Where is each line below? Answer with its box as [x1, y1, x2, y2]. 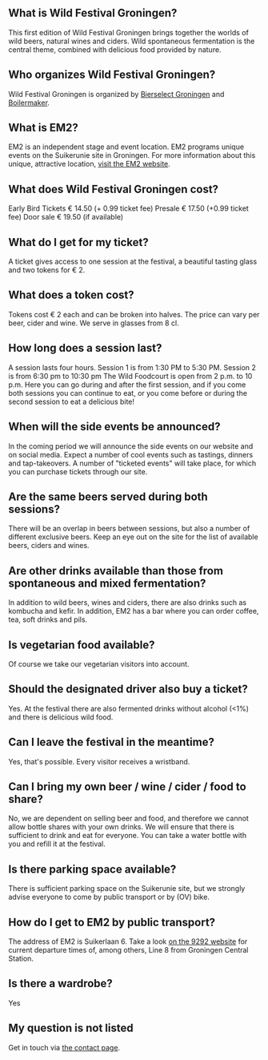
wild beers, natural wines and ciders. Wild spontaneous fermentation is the [8, 36, 255, 46]
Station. [8, 953, 34, 963]
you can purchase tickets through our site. [8, 466, 148, 476]
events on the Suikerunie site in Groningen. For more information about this [8, 151, 256, 160]
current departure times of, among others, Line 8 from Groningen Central [8, 945, 250, 954]
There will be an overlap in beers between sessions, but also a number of [8, 524, 250, 534]
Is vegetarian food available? [8, 638, 155, 651]
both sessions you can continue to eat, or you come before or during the [8, 388, 248, 397]
